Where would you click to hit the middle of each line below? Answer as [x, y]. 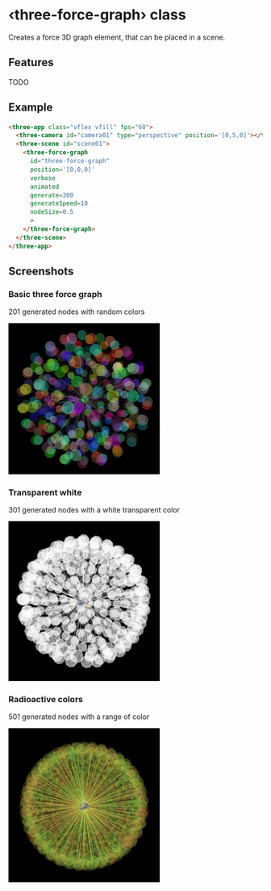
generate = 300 [52, 195]
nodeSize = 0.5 [52, 212]
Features [31, 63]
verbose [43, 178]
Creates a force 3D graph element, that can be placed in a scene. [117, 37]
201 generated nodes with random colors [77, 312]
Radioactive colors [46, 700]
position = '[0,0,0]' [62, 169]
